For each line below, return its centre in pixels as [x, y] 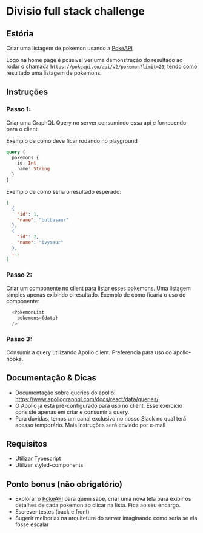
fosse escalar [32, 524]
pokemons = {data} [38, 318]
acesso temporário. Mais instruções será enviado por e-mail [90, 425]
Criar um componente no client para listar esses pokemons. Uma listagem [98, 288]
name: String [34, 169]
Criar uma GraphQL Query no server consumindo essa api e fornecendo [96, 122]
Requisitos [27, 444]
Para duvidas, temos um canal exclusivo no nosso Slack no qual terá [101, 418]
